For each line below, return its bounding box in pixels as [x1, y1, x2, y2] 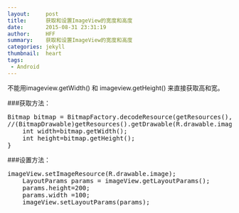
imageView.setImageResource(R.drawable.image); [7, 170, 176, 177]
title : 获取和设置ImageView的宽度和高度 [7, 17, 133, 24]
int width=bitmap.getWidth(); [22, 127, 128, 135]
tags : [7, 57, 23, 64]
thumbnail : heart [7, 50, 62, 58]
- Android [10, 63, 40, 70]
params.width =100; [22, 191, 90, 199]
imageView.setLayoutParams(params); [22, 198, 151, 206]
